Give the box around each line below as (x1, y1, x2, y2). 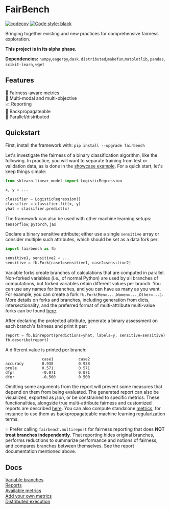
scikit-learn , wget (5, 61, 45, 67)
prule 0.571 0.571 (5, 366, 90, 371)
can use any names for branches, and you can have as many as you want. (5, 286, 161, 292)
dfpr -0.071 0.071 (5, 370, 90, 375)
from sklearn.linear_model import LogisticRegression (5, 178, 123, 183)
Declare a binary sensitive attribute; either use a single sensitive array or (5, 230, 160, 237)
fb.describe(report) (5, 337, 50, 343)
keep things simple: (5, 168, 46, 175)
